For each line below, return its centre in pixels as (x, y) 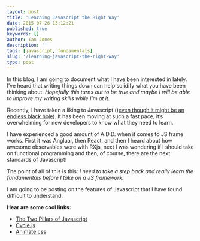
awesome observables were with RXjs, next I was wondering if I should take (100, 147)
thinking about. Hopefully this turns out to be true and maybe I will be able (99, 92)
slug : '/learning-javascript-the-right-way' (63, 56)
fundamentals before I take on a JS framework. (66, 177)
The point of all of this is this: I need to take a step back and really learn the (100, 171)
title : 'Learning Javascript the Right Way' (63, 17)
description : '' (27, 46)
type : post (20, 62)
